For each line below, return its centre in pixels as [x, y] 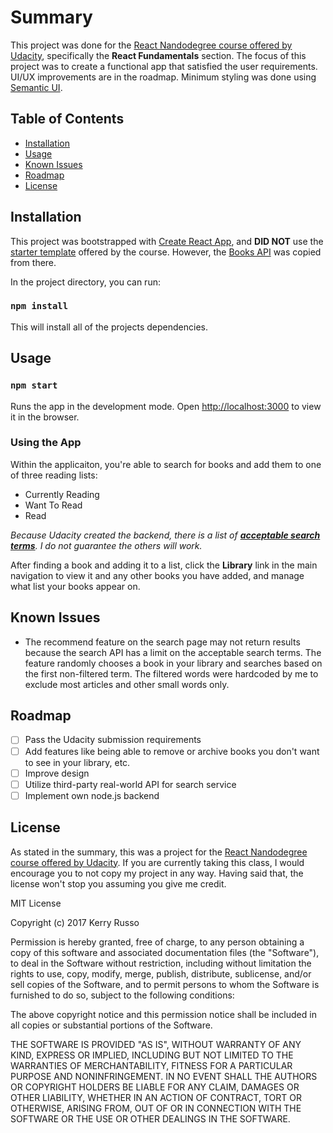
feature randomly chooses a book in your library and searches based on [173, 663]
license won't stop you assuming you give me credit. [118, 883]
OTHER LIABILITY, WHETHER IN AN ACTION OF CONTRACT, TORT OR [156, 1097]
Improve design [57, 773]
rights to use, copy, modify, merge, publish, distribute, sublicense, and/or [161, 973]
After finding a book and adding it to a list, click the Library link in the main [164, 565]
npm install [39, 306]
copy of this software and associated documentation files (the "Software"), [165, 952]
